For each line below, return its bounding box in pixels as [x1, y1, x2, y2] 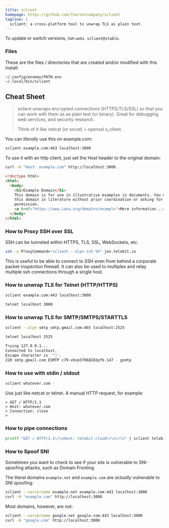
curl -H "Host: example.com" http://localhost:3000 [5, 165, 116, 170]
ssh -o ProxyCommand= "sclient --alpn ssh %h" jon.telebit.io [5, 249, 136, 254]
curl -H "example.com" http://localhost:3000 [5, 494, 102, 499]
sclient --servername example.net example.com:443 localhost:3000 [5, 490, 147, 495]
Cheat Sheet [5, 92, 45, 101]
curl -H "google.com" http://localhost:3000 [5, 517, 100, 523]
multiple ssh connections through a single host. [5, 269, 104, 275]
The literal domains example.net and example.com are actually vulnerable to [5, 475, 160, 481]
